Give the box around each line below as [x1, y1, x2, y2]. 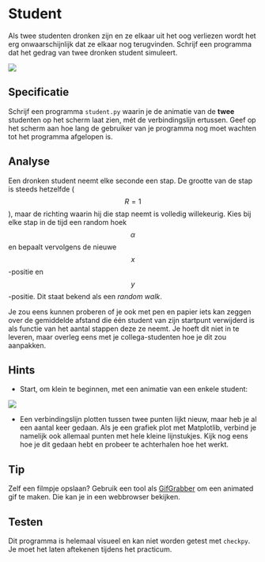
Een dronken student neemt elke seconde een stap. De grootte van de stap [8, 176, 253, 185]
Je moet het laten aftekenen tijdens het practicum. [8, 545, 172, 554]
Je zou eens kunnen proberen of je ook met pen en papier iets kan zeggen [8, 306, 252, 317]
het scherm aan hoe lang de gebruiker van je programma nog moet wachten [8, 123, 257, 133]
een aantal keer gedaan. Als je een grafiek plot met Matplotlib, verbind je [19, 423, 257, 432]
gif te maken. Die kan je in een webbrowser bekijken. [8, 492, 180, 502]
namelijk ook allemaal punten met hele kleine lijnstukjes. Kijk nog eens [19, 431, 248, 441]
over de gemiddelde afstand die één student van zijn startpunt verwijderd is [8, 315, 255, 325]
